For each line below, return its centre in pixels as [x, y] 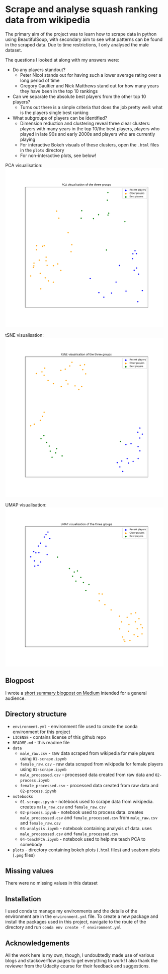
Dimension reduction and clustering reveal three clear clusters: [85, 123]
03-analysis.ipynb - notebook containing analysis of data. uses [86, 828]
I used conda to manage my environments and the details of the [71, 911]
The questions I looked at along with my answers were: [62, 60]
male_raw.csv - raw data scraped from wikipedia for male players [87, 753]
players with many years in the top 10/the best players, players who [90, 129]
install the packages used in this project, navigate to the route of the [76, 922]
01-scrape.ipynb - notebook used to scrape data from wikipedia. [87, 801]
